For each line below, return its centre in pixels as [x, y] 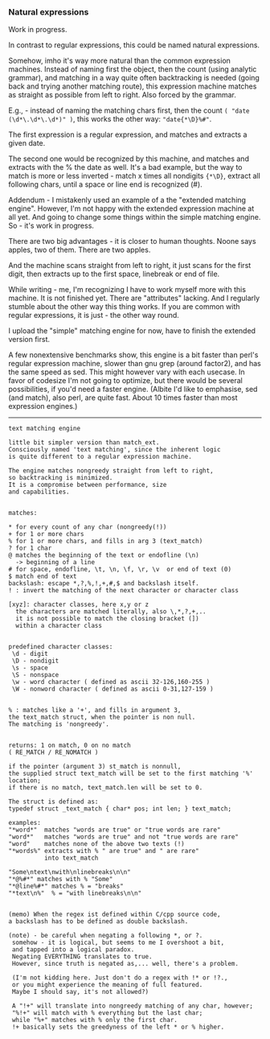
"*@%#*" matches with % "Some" [61, 880]
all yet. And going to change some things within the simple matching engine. [135, 217]
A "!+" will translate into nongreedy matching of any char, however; [132, 1006]
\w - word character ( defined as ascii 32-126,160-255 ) [111, 682]
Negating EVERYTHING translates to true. [82, 957]
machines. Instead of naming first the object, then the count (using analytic [133, 69]
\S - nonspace [35, 675]
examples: [25, 823]
